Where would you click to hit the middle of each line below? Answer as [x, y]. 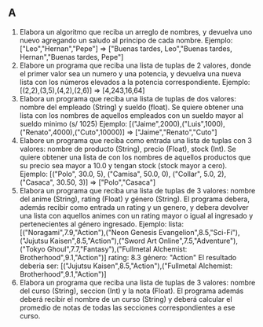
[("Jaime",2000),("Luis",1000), [177, 123]
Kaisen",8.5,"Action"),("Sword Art [103, 241]
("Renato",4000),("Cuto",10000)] [72, 132]
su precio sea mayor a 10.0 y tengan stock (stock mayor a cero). [123, 165]
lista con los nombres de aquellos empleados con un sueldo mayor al [131, 115]
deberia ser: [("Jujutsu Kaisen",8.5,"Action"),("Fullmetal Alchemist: [126, 266]
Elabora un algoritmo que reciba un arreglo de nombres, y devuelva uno [136, 31]
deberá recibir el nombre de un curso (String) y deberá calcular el [126, 299]
